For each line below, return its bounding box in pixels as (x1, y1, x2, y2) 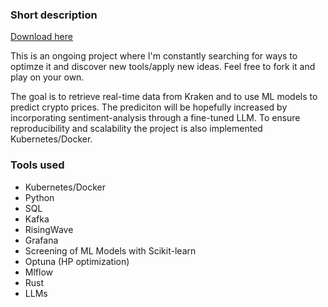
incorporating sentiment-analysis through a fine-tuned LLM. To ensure (10, 112, 301, 124)
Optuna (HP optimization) (24, 255, 130, 267)
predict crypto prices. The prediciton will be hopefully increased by (10, 101, 288, 113)
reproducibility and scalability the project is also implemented (10, 123, 263, 135)
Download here (10, 31, 73, 43)
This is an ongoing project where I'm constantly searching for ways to (10, 50, 298, 62)
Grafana (24, 234, 59, 246)
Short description (10, 8, 98, 22)
